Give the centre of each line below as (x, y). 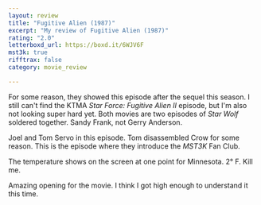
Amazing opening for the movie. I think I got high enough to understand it (128, 185)
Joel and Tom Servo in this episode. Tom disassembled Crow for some (124, 137)
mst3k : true (28, 52)
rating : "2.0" (32, 38)
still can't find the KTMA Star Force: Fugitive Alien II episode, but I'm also (128, 105)
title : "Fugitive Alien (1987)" (62, 23)
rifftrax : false (35, 60)
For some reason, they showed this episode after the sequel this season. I (129, 97)
